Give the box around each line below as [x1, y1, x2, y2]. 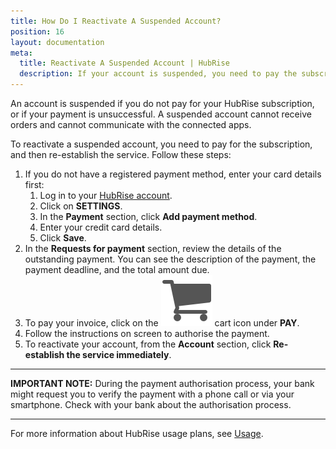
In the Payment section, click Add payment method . [39, 211, 258, 222]
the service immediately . [66, 349, 172, 360]
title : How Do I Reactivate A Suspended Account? [10, 16, 222, 26]
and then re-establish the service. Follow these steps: [10, 149, 232, 160]
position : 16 [10, 26, 65, 37]
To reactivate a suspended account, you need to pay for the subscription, [10, 138, 313, 150]
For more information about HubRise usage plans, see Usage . [10, 428, 264, 439]
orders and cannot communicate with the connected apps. [10, 119, 252, 130]
